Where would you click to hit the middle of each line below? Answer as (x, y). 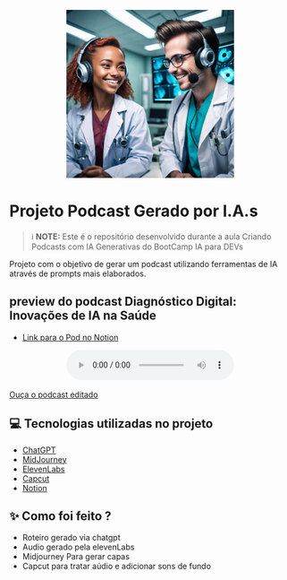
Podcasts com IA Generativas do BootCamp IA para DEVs (137, 247)
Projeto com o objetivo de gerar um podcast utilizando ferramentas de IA (143, 264)
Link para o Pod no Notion (70, 337)
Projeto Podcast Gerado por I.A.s (134, 211)
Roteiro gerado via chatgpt (71, 538)
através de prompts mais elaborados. (78, 273)
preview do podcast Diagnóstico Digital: (123, 302)
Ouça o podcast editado (54, 394)
